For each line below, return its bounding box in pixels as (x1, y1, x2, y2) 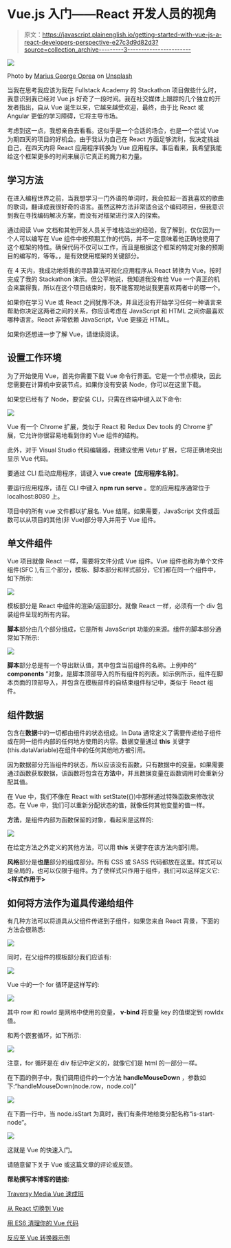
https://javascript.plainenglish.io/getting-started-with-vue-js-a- (42, 30, 222, 39)
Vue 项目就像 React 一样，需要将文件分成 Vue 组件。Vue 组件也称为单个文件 (7, 557, 224, 565)
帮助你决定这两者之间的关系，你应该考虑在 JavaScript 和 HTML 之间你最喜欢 (7, 306, 224, 315)
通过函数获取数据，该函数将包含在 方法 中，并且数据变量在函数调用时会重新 (7, 769, 218, 778)
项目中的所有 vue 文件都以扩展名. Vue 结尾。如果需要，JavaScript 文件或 (7, 507, 214, 515)
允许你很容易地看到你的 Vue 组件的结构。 (25, 431, 142, 439)
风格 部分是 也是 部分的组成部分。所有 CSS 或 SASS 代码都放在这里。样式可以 (7, 858, 223, 866)
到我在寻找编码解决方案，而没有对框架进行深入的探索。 (7, 211, 164, 219)
